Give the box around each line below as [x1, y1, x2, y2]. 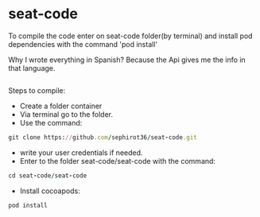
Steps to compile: [8, 85, 66, 95]
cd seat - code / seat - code [8, 172, 87, 180]
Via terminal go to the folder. [19, 109, 114, 119]
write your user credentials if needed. [19, 148, 143, 157]
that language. [8, 63, 56, 72]
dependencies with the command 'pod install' [8, 39, 158, 48]
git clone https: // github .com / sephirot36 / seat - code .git [8, 133, 197, 141]
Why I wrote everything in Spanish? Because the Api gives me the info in [8, 55, 246, 64]
